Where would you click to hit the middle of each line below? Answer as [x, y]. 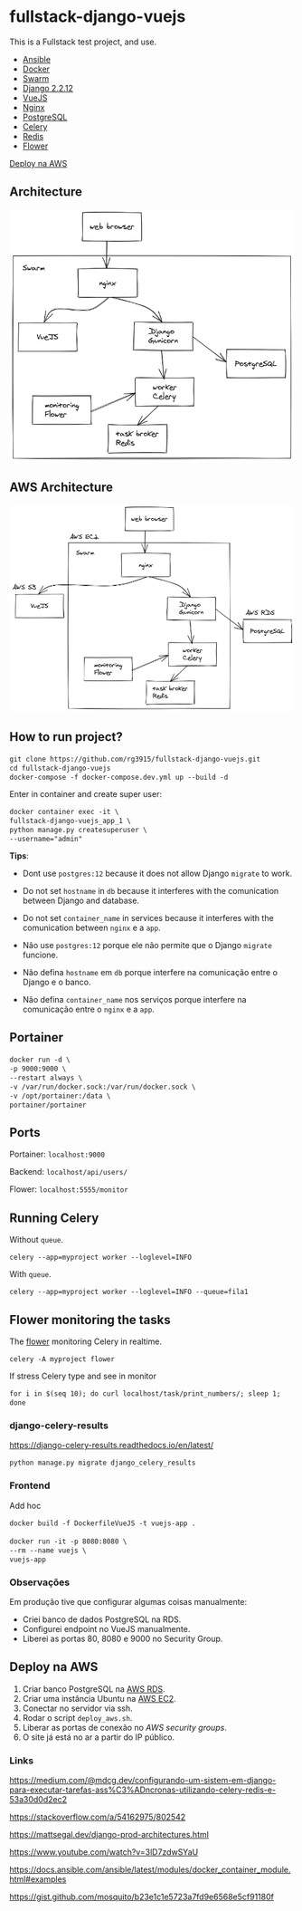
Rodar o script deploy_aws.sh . [77, 1717]
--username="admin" [46, 839]
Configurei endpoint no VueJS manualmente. [106, 1628]
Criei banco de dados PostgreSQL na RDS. [102, 1619]
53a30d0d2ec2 [38, 1800]
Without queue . [37, 1240]
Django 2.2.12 [48, 88]
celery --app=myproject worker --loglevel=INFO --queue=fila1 [129, 1292]
